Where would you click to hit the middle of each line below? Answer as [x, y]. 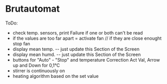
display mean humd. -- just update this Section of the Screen [77, 54]
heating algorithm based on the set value [55, 76]
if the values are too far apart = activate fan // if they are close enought [87, 38]
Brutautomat [33, 9]
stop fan [21, 43]
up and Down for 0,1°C [36, 65]
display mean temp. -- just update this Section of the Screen [76, 49]
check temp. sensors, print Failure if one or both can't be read [78, 33]
